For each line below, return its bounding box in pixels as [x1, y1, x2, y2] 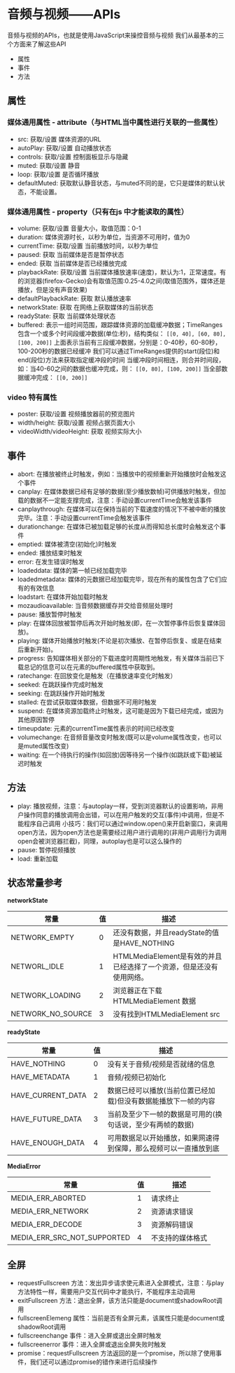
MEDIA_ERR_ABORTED [10, 1193, 86, 1202]
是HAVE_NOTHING [113, 938, 175, 948]
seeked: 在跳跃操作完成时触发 [17, 680, 104, 689]
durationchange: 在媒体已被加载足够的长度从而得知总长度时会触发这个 [17, 522, 220, 531]
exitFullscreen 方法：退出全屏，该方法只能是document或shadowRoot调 [17, 1296, 222, 1305]
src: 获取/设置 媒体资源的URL [17, 135, 101, 143]
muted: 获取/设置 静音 [17, 161, 80, 169]
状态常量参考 [7, 877, 63, 889]
